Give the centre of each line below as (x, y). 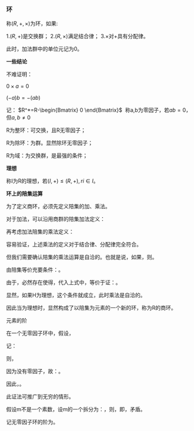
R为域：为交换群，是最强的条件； (47, 156)
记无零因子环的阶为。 (32, 422)
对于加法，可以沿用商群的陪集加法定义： (56, 219)
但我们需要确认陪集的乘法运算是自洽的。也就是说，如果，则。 (82, 257)
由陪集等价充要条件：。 (35, 270)
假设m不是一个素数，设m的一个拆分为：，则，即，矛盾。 (76, 410)
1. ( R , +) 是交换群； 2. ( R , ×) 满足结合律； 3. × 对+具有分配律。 (77, 36)
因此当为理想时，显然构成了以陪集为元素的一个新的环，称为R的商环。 (91, 308)
